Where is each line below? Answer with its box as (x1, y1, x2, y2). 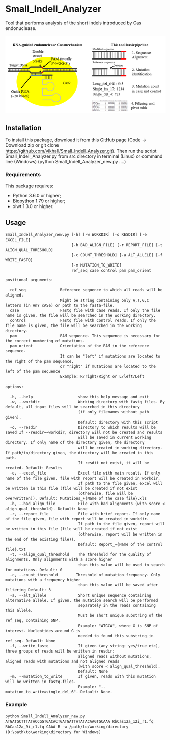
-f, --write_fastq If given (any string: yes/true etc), (10, 644, 160, 649)
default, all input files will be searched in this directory (5, 405, 140, 410)
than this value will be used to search (78, 563, 165, 568)
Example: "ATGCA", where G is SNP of (78, 624, 158, 629)
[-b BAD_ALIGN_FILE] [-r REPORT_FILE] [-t (71, 243, 163, 248)
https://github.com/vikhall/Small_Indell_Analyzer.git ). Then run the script (5, 148, 157, 154)
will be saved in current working (78, 435, 152, 440)
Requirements (5, 171, 41, 178)
